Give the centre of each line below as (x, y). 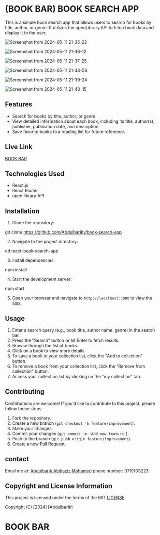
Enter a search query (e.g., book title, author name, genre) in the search (83, 330)
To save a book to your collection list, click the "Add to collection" (77, 356)
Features (19, 105)
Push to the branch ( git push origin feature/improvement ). (72, 438)
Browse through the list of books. (45, 345)
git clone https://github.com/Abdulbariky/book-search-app (64, 232)
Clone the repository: (33, 223)
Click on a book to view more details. (49, 351)
